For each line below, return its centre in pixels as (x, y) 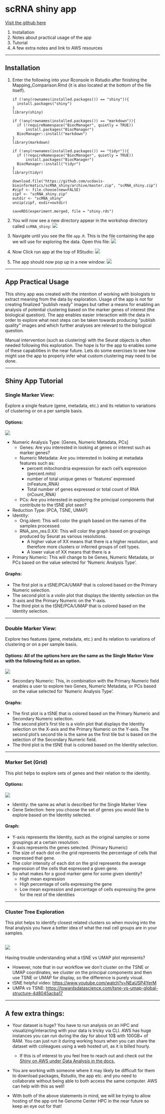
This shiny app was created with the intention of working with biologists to (80, 294)
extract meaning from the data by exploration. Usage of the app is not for (79, 299)
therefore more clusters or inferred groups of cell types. (83, 547)
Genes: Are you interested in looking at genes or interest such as (85, 448)
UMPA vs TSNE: (28, 988)
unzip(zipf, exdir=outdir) (40, 203)
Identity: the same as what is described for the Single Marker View (80, 804)
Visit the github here (26, 23)
